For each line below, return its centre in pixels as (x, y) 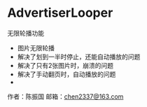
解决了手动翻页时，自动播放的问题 (66, 74)
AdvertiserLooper (60, 13)
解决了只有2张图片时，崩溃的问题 (65, 65)
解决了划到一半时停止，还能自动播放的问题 (79, 57)
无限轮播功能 (26, 33)
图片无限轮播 (36, 48)
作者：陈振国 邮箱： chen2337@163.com (65, 97)
